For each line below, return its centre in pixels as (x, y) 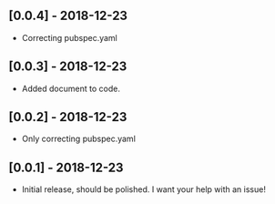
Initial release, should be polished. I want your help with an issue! (143, 189)
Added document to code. (71, 88)
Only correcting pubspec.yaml (78, 139)
